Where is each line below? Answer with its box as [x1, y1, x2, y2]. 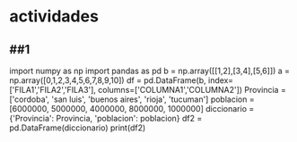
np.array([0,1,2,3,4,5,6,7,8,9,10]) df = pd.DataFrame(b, [9, 75, 206, 86]
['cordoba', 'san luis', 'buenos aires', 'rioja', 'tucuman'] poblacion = [9, 94, 255, 104]
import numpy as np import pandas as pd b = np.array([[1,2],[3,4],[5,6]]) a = [9, 65, 290, 76]
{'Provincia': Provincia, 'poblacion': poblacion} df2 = [9, 113, 203, 123]
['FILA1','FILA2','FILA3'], [9, 85, 97, 95]
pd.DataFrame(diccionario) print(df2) [9, 122, 146, 133]
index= [207, 75, 234, 86]
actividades [9, 6, 99, 27]
